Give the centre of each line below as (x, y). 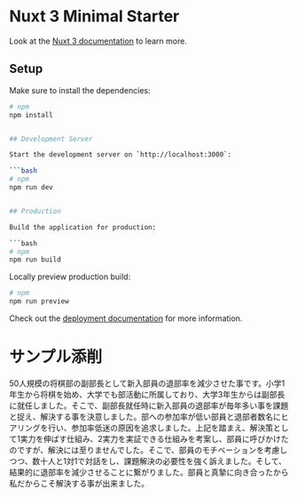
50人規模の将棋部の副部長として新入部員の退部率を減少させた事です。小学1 (147, 383)
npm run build (35, 260)
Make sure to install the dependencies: (80, 90)
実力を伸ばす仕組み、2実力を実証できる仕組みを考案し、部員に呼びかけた (154, 438)
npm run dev (31, 188)
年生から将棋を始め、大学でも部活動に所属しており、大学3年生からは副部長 (147, 394)
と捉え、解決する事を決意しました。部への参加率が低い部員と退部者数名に (145, 416)
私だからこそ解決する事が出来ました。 (79, 483)
